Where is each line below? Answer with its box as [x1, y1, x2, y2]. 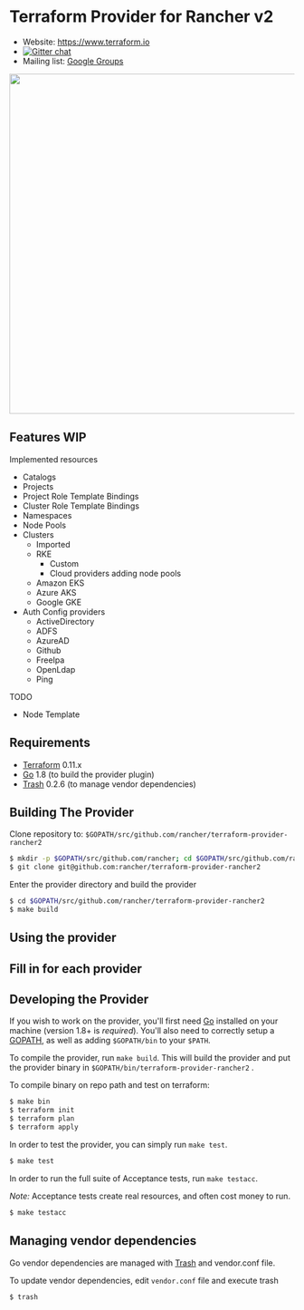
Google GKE [35, 597, 82, 607]
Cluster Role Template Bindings [22, 500, 140, 511]
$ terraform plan [9, 1114, 75, 1123]
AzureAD [35, 635, 70, 645]
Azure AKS [35, 587, 77, 597]
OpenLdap [35, 664, 76, 674]
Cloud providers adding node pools [49, 568, 182, 578]
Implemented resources [9, 453, 98, 464]
